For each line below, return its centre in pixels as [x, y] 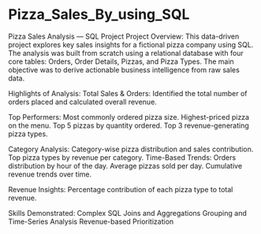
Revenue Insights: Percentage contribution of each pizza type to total [121, 189]
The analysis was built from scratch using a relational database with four [126, 53]
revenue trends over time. [50, 174]
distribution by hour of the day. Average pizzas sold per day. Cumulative [125, 165]
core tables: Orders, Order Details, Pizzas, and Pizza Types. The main [121, 61]
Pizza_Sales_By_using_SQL [99, 15]
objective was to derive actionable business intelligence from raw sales [124, 69]
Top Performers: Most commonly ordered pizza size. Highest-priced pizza [129, 117]
